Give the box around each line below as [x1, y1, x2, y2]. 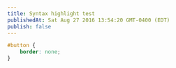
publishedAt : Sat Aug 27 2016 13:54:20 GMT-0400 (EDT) [7, 17, 170, 24]
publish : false [7, 23, 52, 30]
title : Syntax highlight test [7, 10, 96, 17]
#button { [7, 42, 36, 49]
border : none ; [20, 49, 61, 56]
